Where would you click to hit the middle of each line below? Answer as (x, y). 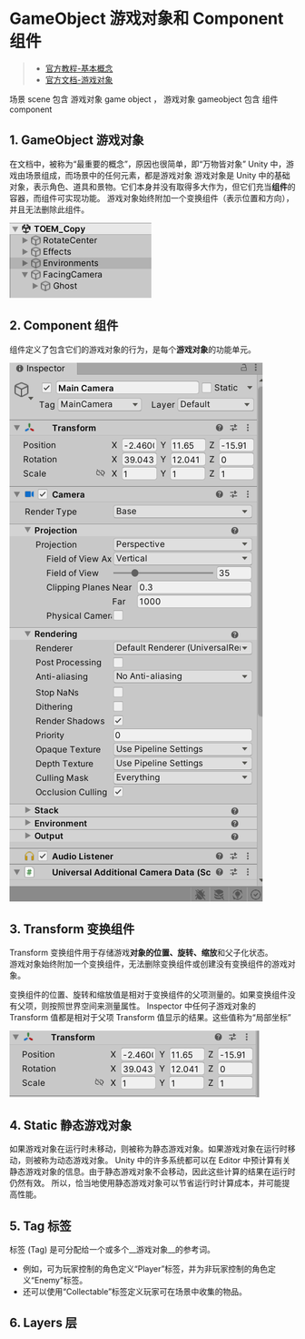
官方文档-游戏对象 (79, 79)
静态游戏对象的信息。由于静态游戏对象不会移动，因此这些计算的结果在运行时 (152, 1172)
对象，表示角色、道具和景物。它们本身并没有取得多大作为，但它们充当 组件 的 (152, 187)
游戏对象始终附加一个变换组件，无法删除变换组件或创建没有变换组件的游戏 (148, 964)
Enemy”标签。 (61, 1280)
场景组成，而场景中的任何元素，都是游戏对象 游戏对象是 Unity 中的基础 (157, 175)
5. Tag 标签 (40, 1226)
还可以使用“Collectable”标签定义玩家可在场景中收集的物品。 (134, 1292)
